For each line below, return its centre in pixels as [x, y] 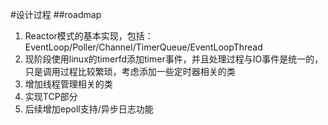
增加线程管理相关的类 [68, 84]
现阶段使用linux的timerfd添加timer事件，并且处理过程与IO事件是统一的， [174, 59]
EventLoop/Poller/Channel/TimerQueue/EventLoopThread [143, 47]
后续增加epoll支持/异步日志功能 [89, 109]
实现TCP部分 [51, 96]
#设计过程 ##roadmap [56, 14]
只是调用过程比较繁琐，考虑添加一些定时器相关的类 [130, 71]
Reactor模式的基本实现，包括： [89, 36]
